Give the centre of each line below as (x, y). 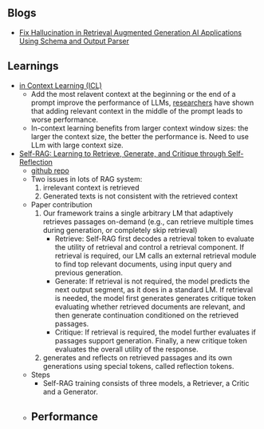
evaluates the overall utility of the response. (126, 349)
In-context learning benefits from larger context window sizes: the (140, 128)
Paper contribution (61, 204)
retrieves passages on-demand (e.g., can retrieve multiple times (148, 221)
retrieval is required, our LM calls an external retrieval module (156, 255)
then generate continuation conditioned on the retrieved (147, 315)
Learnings (33, 66)
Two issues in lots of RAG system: (87, 178)
